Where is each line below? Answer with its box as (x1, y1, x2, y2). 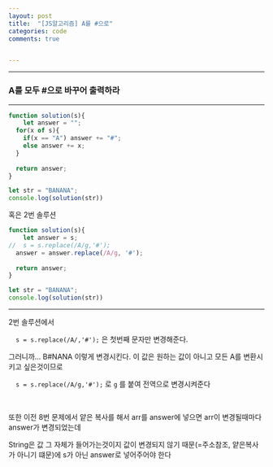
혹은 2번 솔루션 (8, 210, 57, 220)
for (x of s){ (15, 127, 60, 135)
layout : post (8, 11, 53, 20)
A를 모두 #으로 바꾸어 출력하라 (8, 85, 120, 96)
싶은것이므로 (23, 362, 63, 372)
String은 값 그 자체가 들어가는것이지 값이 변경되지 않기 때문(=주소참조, (8, 440, 231, 450)
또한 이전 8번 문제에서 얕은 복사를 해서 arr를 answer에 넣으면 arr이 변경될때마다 (8, 412, 262, 422)
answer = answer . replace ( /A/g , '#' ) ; (15, 249, 144, 257)
